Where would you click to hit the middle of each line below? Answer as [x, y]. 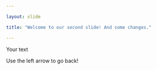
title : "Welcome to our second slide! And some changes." [79, 27]
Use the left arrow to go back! [42, 61]
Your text [17, 49]
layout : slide [24, 16]
